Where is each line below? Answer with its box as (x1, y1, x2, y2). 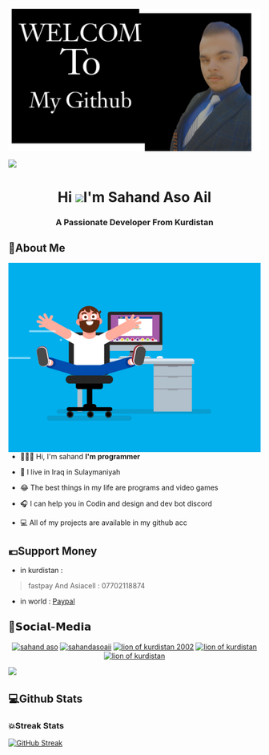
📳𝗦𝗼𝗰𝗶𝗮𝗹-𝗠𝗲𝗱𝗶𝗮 (8, 620, 92, 633)
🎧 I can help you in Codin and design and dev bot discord (19, 499, 212, 509)
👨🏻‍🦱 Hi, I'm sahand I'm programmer (19, 452, 141, 462)
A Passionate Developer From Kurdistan (55, 216, 214, 228)
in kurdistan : (19, 566, 63, 575)
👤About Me (8, 241, 66, 255)
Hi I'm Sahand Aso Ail (57, 188, 212, 206)
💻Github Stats (8, 692, 83, 705)
